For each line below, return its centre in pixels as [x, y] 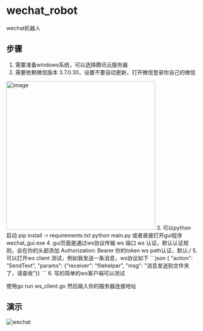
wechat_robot [42, 11]
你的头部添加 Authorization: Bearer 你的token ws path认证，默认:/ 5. [112, 250]
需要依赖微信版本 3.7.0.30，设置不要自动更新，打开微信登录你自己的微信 [105, 72]
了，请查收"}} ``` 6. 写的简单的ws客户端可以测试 [66, 273]
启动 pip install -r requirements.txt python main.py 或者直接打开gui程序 [95, 235]
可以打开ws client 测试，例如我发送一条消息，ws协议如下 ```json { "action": [99, 258]
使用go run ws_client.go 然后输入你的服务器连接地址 [71, 286]
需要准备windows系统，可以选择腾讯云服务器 [72, 65]
